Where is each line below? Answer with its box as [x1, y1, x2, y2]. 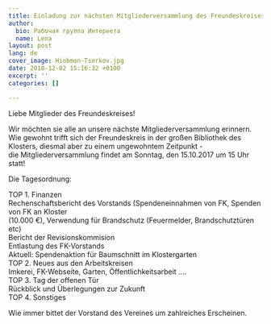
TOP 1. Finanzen [8, 189, 62, 199]
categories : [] [8, 79, 60, 87]
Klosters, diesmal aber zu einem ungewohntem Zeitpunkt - [8, 141, 203, 151]
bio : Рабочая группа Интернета [15, 27, 121, 35]
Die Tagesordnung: [8, 174, 73, 184]
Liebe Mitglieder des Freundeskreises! [8, 108, 135, 118]
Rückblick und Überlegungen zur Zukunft [8, 284, 146, 293]
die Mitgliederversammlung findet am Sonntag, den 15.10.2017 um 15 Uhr [8, 150, 250, 160]
